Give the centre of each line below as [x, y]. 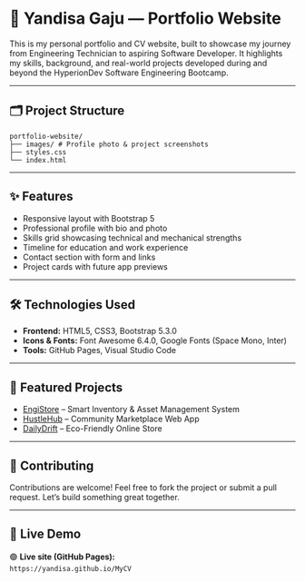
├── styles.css [38, 152]
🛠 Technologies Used [73, 305]
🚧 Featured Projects [66, 387]
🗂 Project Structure [67, 111]
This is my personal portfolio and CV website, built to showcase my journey [150, 44]
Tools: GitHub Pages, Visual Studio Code [99, 350]
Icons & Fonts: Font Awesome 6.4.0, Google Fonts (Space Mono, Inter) [155, 340]
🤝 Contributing [52, 465]
